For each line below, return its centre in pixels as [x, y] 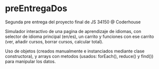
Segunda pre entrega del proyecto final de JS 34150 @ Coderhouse [73, 22]
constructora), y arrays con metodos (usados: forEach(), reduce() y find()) [79, 56]
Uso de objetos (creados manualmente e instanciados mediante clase [75, 51]
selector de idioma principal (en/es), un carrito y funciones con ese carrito [79, 36]
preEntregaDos [36, 9]
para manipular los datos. [30, 61]
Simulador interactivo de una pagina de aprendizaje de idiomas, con [73, 31]
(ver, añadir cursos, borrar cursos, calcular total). [54, 41]
